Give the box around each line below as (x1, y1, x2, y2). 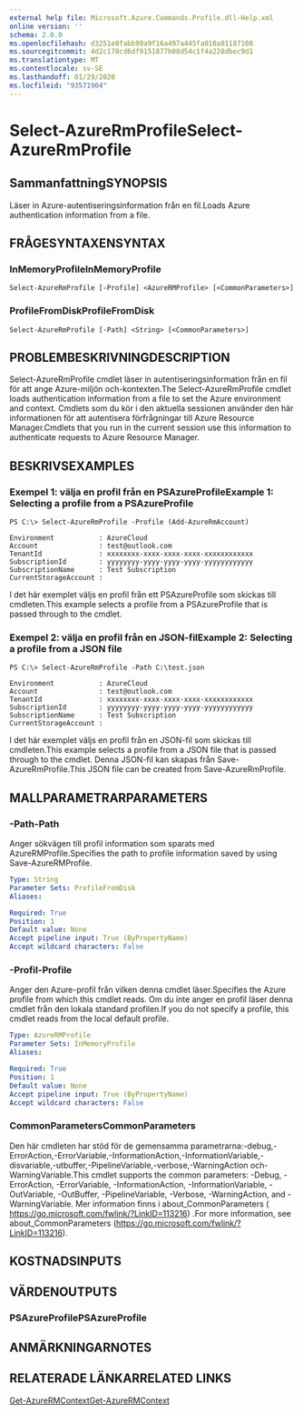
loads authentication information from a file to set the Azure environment (9, 393, 281, 405)
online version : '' (9, 22, 83, 31)
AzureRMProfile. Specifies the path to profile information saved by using (9, 847, 278, 859)
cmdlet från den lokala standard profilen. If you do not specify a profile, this (9, 1004, 289, 1015)
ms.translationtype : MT (9, 55, 100, 65)
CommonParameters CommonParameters (9, 1119, 197, 1132)
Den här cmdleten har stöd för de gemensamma (9, 1140, 189, 1151)
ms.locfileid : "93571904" (9, 81, 107, 90)
